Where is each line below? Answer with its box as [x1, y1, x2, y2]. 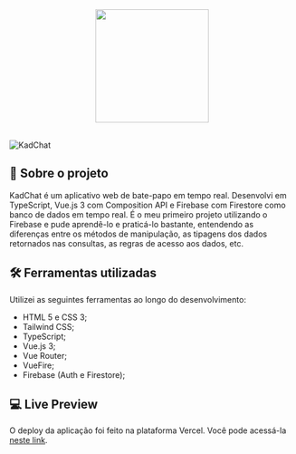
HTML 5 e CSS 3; [22, 312, 88, 323]
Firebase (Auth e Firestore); [22, 369, 126, 380]
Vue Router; [22, 350, 68, 361]
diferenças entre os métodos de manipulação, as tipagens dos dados [9, 228, 268, 239]
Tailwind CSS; [22, 321, 75, 332]
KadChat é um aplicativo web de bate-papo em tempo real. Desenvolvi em [9, 189, 287, 200]
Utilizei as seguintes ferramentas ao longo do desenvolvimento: [9, 294, 247, 304]
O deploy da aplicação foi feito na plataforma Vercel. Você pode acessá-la [9, 425, 287, 436]
